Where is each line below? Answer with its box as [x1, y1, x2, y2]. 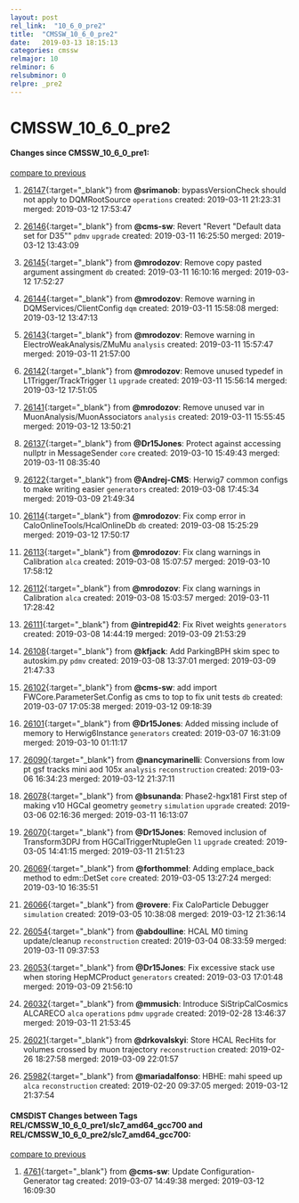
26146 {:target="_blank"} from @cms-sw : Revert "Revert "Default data [22, 221, 281, 232]
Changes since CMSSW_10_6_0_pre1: [10, 148, 149, 159]
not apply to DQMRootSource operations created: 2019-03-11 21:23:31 [22, 194, 281, 205]
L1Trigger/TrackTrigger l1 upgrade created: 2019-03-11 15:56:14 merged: [22, 375, 287, 386]
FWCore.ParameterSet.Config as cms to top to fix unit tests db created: [22, 692, 283, 702]
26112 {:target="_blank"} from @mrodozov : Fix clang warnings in [22, 583, 261, 593]
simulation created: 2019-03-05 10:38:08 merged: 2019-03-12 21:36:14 [22, 909, 287, 920]
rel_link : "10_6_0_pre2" [10, 21, 106, 30]
